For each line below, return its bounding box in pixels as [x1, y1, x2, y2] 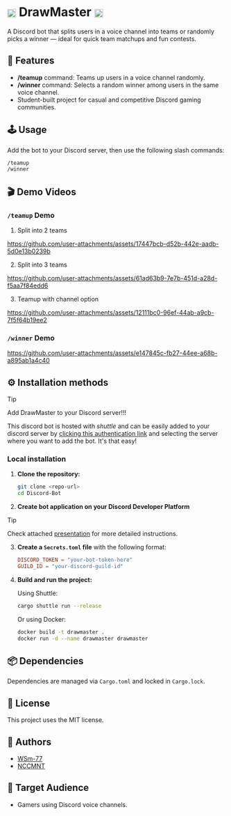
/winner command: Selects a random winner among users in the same [17, 81, 219, 89]
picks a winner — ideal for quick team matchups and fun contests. [7, 34, 196, 42]
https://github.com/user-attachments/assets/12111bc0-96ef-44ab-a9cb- [7, 308, 214, 317]
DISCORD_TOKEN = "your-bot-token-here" [17, 556, 133, 564]
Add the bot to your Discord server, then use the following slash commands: [7, 146, 225, 154]
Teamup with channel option [17, 295, 99, 303]
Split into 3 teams [17, 260, 67, 269]
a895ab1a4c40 [7, 356, 50, 365]
